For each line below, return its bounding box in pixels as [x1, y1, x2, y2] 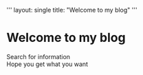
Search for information [6, 52, 70, 61]
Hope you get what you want [6, 60, 89, 68]
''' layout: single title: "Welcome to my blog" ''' [6, 6, 138, 14]
